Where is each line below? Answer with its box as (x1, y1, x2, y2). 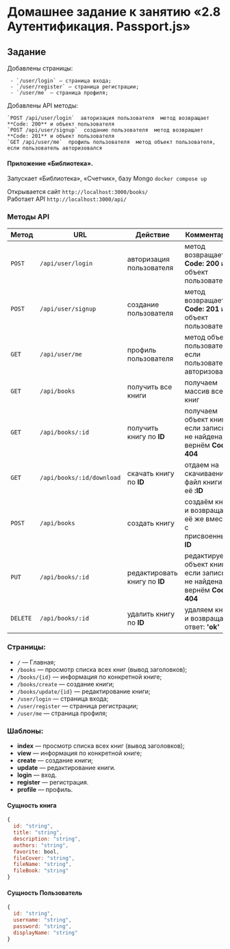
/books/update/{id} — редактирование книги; (16, 687, 151, 695)
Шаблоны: (7, 726, 44, 736)
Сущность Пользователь (7, 889, 83, 897)
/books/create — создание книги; (16, 680, 115, 688)
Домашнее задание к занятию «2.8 (7, 4, 221, 20)
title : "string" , (13, 829, 63, 837)
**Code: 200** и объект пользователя (7, 121, 115, 128)
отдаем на (184, 460, 219, 470)
